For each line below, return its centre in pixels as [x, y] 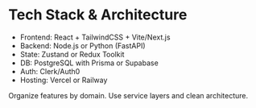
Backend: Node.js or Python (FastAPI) [83, 45]
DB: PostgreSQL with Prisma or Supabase [89, 63]
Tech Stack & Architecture [98, 15]
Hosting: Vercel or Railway [64, 80]
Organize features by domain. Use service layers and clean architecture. [128, 95]
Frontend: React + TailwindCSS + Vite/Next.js [95, 37]
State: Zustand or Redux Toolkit [72, 54]
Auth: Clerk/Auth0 [50, 71]
